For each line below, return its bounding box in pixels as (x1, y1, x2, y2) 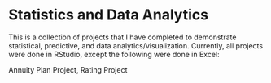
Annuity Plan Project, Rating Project (8, 64, 128, 74)
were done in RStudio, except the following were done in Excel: (8, 49, 220, 59)
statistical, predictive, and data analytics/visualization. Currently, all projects (8, 40, 263, 50)
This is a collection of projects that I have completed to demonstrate (8, 32, 237, 42)
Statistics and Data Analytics (8, 6, 209, 24)
